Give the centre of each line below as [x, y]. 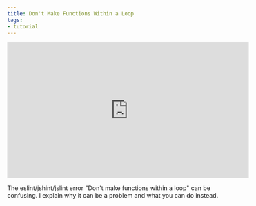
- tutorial [23, 26]
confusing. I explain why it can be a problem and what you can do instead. [113, 196]
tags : [15, 20]
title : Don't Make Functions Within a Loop [71, 13]
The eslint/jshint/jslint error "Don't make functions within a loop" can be [109, 188]
